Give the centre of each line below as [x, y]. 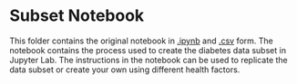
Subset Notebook [77, 16]
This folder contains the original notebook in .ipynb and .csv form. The [141, 41]
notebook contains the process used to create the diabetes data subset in [148, 50]
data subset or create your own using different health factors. [125, 70]
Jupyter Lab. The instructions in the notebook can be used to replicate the [149, 60]
